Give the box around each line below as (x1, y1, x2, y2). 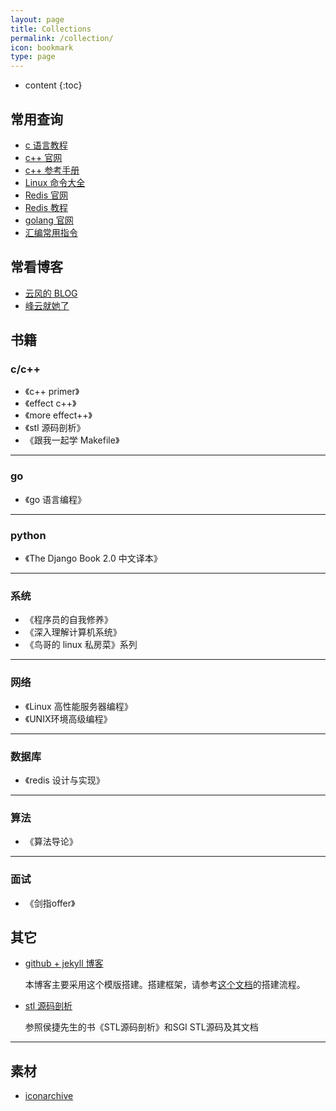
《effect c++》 (24, 397, 77, 410)
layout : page (10, 14, 65, 25)
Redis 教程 (24, 201, 69, 213)
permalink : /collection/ (10, 33, 114, 43)
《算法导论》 (24, 836, 78, 848)
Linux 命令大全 (24, 176, 86, 188)
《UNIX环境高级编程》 (24, 712, 113, 725)
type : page (10, 52, 56, 62)
